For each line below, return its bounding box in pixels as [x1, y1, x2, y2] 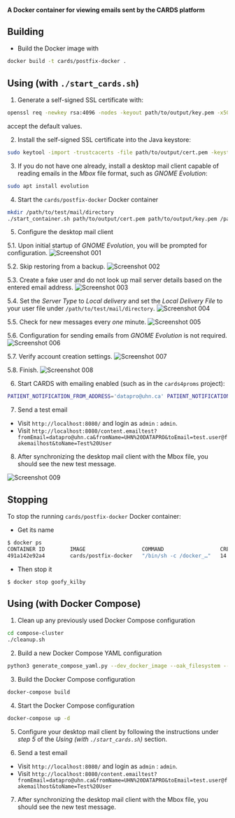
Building [7, 25, 44, 38]
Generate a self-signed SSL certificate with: [17, 96, 144, 104]
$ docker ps [7, 539, 42, 547]
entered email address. [7, 283, 73, 292]
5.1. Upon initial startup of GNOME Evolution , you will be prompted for [7, 241, 208, 250]
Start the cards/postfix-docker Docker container [17, 195, 159, 203]
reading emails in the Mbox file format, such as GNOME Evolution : [17, 168, 208, 178]
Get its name [17, 526, 55, 534]
